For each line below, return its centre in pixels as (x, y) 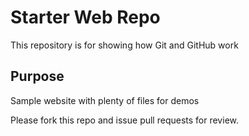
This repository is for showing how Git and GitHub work (124, 45)
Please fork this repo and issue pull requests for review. (124, 120)
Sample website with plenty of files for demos (105, 100)
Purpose (37, 76)
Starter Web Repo (85, 17)
